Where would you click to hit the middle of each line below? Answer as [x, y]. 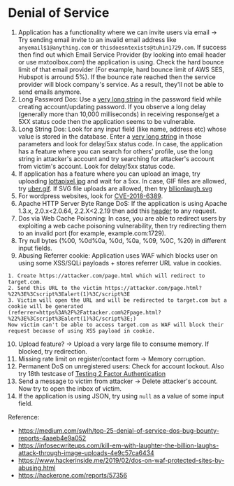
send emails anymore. [50, 92]
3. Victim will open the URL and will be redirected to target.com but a [118, 300]
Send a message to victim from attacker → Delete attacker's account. [118, 381]
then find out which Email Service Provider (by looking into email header [122, 55]
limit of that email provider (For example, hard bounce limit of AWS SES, [121, 69]
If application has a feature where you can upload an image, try [109, 174]
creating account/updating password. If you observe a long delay [112, 106]
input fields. [35, 248]
